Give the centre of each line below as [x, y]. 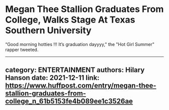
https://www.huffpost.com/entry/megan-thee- [81, 86]
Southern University [48, 30]
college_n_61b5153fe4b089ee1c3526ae [69, 101]
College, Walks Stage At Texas [70, 20]
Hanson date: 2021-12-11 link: [52, 78]
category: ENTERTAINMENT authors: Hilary [75, 70]
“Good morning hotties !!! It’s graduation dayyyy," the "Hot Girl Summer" [80, 44]
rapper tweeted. [22, 49]
